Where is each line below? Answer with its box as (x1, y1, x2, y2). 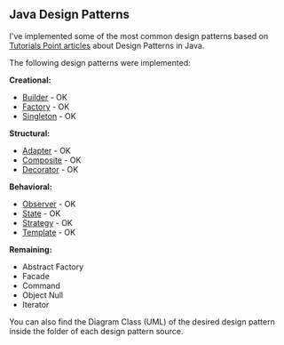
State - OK (21, 208, 61, 219)
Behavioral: (9, 181, 53, 192)
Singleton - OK (21, 110, 77, 121)
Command (21, 280, 60, 291)
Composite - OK (21, 155, 82, 165)
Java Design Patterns (9, 7, 130, 22)
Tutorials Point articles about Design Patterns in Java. (9, 40, 205, 51)
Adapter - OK (21, 145, 71, 156)
